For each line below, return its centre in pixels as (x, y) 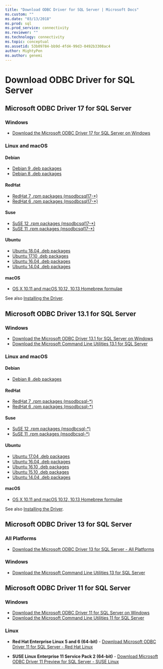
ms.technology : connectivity (35, 37)
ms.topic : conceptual (27, 42)
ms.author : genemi (24, 55)
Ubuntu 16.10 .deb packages (41, 467)
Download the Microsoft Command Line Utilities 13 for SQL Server (79, 573)
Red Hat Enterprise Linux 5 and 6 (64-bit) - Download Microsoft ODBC (84, 641)
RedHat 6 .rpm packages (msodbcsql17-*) (55, 201)
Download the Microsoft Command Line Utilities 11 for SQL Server (78, 618)
